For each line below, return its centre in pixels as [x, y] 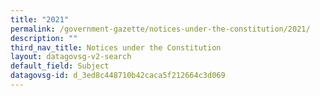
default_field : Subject [60, 66]
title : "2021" [40, 19]
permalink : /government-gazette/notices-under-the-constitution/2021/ [160, 29]
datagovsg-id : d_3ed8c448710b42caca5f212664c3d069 [118, 76]
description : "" [44, 38]
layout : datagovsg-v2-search [71, 57]
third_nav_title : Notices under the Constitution [116, 47]
